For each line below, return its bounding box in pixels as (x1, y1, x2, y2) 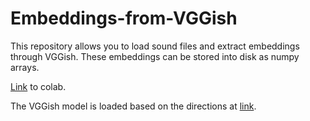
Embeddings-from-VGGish (10, 7, 238, 30)
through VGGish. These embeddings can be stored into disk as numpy (10, 50, 300, 62)
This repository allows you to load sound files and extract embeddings (10, 40, 300, 52)
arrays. (10, 61, 40, 73)
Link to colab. (10, 80, 67, 92)
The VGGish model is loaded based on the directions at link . (10, 100, 257, 112)
